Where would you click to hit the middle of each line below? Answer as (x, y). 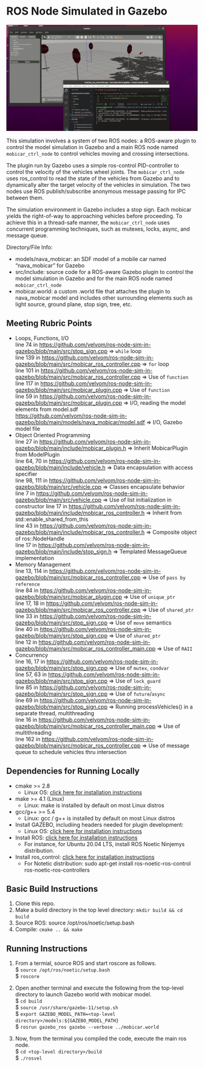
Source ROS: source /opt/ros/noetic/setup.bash (75, 923)
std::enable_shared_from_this (52, 519)
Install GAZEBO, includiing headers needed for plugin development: (99, 824)
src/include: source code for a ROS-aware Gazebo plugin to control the (104, 272)
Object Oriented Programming (53, 435)
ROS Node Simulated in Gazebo (87, 11)
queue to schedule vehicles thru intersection (71, 752)
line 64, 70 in (31, 461)
